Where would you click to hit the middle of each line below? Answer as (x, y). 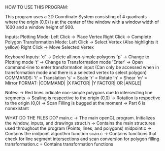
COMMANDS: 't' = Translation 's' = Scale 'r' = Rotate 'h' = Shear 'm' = (76, 78)
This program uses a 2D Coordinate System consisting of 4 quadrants (76, 17)
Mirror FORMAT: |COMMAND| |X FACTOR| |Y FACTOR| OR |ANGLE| (73, 83)
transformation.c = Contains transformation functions (59, 144)
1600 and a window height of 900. (40, 27)
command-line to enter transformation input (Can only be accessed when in (82, 67)
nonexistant (17, 108)
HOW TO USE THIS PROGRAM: (37, 7)
